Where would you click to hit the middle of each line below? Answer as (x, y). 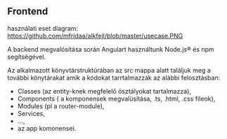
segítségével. (27, 57)
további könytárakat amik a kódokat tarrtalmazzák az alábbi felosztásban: (114, 78)
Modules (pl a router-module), (61, 106)
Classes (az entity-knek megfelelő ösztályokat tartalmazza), (104, 91)
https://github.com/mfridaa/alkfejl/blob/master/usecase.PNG (95, 36)
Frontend (28, 12)
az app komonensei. (47, 128)
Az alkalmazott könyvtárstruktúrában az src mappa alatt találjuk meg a (109, 70)
